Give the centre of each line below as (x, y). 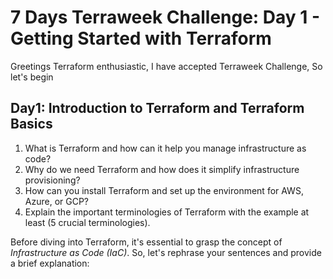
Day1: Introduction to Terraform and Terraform (157, 108)
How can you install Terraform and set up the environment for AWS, (164, 190)
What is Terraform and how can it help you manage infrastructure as (165, 148)
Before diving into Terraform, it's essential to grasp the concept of (146, 242)
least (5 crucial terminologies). (87, 222)
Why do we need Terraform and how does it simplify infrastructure (162, 169)
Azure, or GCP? (57, 201)
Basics (31, 124)
